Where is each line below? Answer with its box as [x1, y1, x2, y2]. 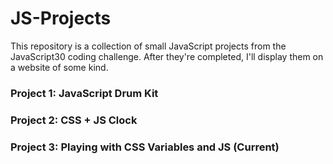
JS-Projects [10, 7, 112, 30]
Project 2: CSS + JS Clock [10, 113, 138, 127]
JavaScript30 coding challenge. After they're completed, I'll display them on [10, 50, 324, 62]
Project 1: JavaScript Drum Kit [10, 86, 159, 100]
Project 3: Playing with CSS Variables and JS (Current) [10, 140, 280, 154]
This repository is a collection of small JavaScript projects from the [10, 40, 287, 52]
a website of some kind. [10, 61, 109, 73]
